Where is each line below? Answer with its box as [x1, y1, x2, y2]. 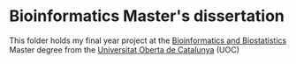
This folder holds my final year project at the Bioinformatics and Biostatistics [9, 35, 287, 46]
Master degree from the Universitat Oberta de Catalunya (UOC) [9, 44, 240, 54]
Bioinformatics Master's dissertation [9, 6, 285, 26]
